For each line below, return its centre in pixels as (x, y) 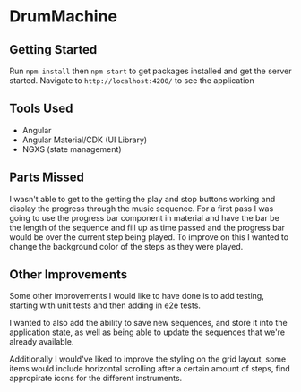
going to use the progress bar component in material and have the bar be (144, 217)
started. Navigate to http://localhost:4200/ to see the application (132, 81)
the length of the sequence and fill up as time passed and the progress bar (147, 227)
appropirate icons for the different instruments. (96, 379)
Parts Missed (47, 178)
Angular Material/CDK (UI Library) (85, 140)
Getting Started (53, 50)
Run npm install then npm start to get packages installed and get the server (150, 71)
